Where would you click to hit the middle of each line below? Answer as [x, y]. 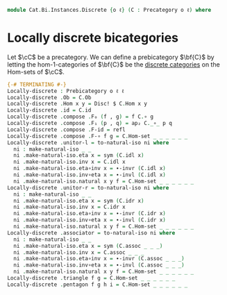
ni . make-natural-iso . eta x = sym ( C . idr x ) [79, 201]
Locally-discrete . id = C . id [49, 110]
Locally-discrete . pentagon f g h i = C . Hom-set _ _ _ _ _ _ [98, 285]
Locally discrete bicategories [93, 38]
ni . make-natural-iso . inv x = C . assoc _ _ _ [79, 252]
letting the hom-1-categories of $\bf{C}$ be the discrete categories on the [113, 64]
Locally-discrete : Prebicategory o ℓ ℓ [66, 91]
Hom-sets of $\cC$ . [36, 71]
